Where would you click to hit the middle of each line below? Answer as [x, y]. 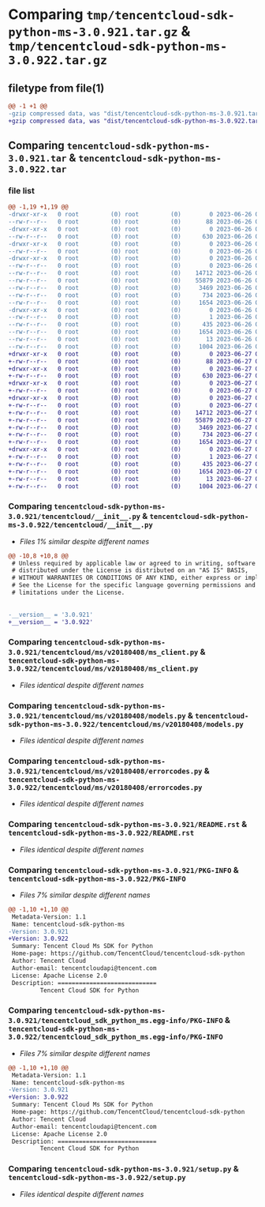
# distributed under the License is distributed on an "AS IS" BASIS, [130, 570]
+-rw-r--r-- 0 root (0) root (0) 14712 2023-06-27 [130, 412]
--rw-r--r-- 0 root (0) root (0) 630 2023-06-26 [130, 236]
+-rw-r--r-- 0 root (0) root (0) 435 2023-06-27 [130, 464]
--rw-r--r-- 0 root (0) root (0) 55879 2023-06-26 [130, 281]
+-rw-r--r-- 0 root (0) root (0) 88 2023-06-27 [130, 361]
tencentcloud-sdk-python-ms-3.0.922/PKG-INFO [97, 879]
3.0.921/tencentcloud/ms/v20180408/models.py [97, 716]
